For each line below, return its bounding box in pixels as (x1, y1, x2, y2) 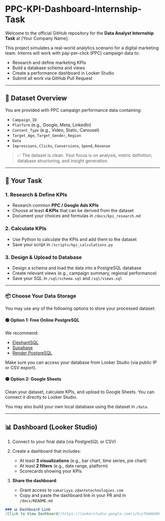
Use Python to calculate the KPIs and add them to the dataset (12, 236, 137, 242)
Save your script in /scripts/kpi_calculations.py (12, 242, 113, 247)
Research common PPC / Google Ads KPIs (12, 202, 99, 208)
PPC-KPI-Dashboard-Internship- (5, 3, 142, 15)
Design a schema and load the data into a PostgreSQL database (12, 265, 141, 271)
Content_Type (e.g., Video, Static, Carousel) (12, 127, 100, 133)
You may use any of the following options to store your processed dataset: (5, 305, 156, 311)
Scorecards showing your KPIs (19, 468, 82, 474)
